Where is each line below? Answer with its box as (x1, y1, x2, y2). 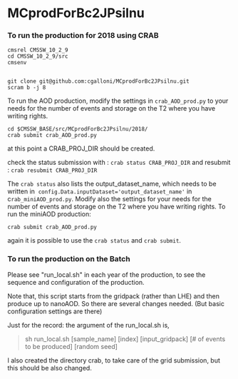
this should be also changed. (7, 363, 93, 372)
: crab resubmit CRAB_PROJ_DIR (7, 166, 98, 174)
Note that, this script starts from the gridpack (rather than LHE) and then (7, 291, 219, 300)
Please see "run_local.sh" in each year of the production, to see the (7, 270, 206, 279)
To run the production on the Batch (7, 254, 130, 264)
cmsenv (7, 59, 27, 66)
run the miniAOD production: (7, 210, 91, 218)
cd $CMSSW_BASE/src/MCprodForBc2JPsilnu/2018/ (7, 126, 148, 133)
